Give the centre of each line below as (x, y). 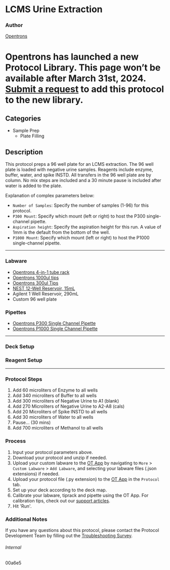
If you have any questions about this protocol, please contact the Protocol (82, 530)
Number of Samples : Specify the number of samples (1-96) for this (81, 205)
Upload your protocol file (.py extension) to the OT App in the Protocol (86, 479)
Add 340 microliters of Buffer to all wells (55, 396)
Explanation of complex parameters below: (50, 196)
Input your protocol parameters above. (53, 452)
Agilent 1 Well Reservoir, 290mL (46, 294)
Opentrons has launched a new (72, 57)
